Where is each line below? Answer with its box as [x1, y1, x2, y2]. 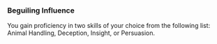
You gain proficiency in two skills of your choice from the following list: [7, 22, 211, 30]
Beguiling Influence [7, 6, 75, 15]
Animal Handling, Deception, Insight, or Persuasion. [7, 29, 156, 37]
